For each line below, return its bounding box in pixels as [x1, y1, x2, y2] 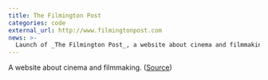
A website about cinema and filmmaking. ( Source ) [8, 63, 173, 72]
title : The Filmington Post [8, 11, 102, 20]
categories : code [8, 19, 66, 27]
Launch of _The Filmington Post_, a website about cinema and [15, 41, 227, 49]
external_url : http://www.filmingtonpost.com [8, 26, 162, 34]
